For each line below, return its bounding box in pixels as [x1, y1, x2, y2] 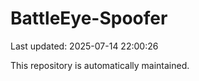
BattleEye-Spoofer [10, 7, 168, 30]
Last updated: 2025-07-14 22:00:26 [10, 40, 159, 52]
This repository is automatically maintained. [10, 59, 190, 71]
